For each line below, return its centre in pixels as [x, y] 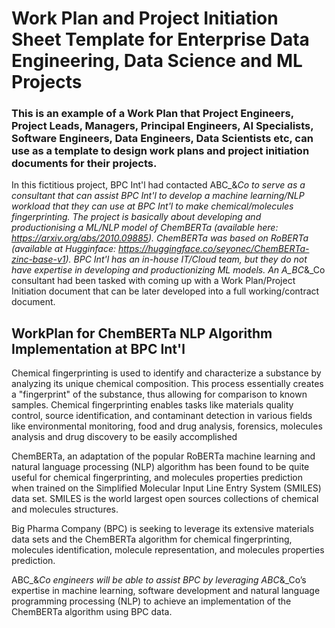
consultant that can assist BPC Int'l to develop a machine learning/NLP [158, 196]
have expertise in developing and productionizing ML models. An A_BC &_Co [168, 270]
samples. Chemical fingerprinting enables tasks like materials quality [152, 405]
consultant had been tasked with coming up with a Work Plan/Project [153, 281]
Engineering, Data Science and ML [157, 61]
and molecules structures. [65, 509]
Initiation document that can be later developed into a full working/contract [165, 291]
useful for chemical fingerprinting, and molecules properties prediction [157, 478]
